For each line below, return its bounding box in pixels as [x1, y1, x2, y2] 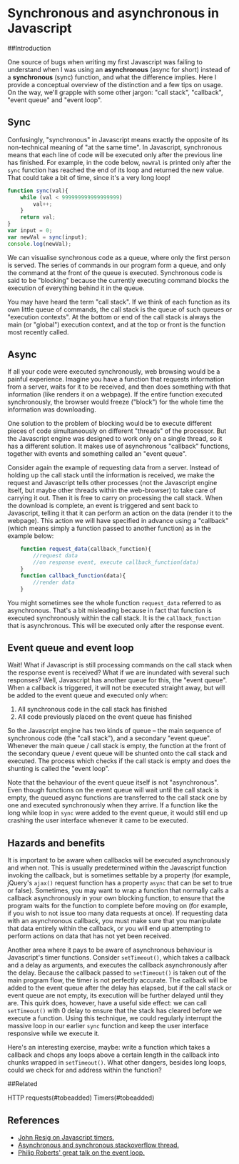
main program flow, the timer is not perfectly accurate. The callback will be [7, 976, 228, 985]
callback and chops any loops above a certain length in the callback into [7, 1050, 220, 1059]
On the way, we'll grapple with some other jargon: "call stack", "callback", [7, 88, 223, 96]
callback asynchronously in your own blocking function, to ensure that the [7, 894, 225, 902]
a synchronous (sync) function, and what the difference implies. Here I [7, 73, 217, 81]
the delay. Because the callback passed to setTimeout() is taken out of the [7, 968, 227, 977]
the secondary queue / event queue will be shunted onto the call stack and [7, 749, 228, 758]
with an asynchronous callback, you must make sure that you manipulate [7, 917, 222, 925]
